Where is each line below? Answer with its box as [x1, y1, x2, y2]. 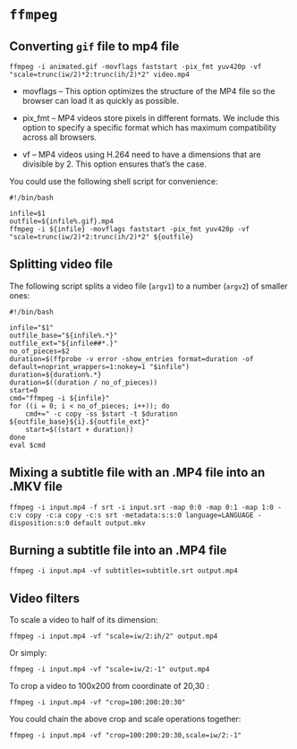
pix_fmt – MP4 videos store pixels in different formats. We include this [21, 113, 280, 123]
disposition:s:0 [9, 518, 70, 528]
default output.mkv [72, 518, 146, 528]
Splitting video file [9, 257, 114, 272]
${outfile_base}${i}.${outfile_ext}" [9, 417, 150, 426]
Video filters [9, 590, 81, 606]
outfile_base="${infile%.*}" [9, 331, 118, 340]
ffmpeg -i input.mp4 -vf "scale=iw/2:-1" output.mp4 [9, 665, 210, 674]
